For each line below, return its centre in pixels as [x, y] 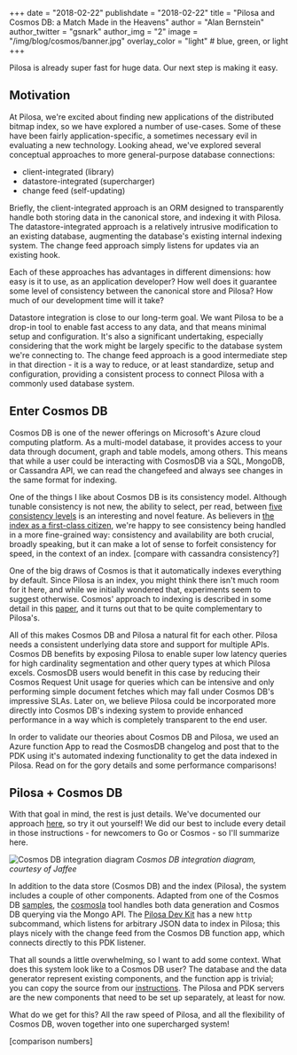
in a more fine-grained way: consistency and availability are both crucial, [142, 535]
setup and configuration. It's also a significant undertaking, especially [137, 336]
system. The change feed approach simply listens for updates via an [134, 245]
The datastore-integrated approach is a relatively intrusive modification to [144, 226]
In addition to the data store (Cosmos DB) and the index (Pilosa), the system [148, 887]
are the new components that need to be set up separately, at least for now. [147, 997]
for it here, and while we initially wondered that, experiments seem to [135, 590]
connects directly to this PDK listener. [78, 942]
